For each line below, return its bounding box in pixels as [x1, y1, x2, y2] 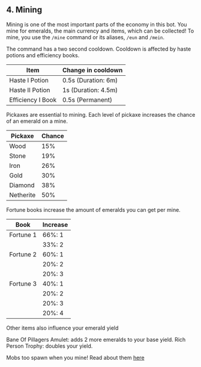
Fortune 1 [9, 230, 37, 239]
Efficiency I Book [9, 96, 57, 104]
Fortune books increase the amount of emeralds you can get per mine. [6, 206, 181, 213]
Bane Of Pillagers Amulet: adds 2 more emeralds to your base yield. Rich [6, 336, 186, 343]
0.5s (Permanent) [62, 96, 113, 104]
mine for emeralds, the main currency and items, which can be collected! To [6, 27, 194, 34]
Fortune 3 [9, 279, 37, 288]
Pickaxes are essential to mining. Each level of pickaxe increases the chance [6, 111, 196, 118]
